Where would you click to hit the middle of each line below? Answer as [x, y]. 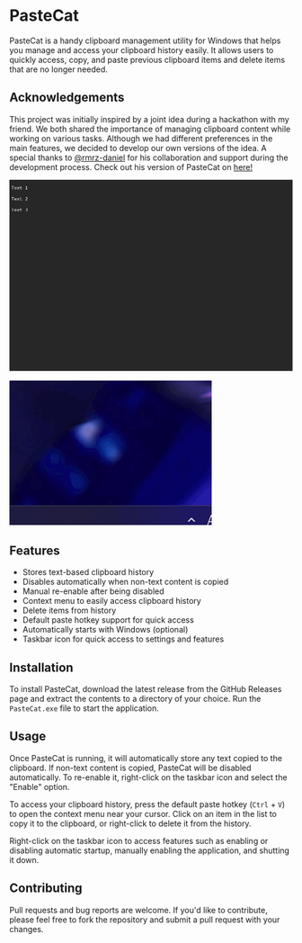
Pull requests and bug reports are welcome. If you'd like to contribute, [138, 910]
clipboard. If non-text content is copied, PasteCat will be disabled [130, 768]
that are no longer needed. [58, 69]
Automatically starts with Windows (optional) [105, 630]
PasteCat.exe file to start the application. [84, 708]
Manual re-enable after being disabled [93, 591]
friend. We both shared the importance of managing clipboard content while [150, 129]
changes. [27, 929]
